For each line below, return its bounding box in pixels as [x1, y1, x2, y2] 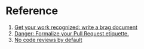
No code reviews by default [14, 36, 82, 43]
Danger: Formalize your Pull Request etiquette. [14, 30, 129, 37]
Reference [5, 4, 58, 18]
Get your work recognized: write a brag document [14, 24, 138, 31]
